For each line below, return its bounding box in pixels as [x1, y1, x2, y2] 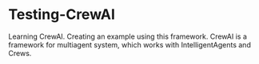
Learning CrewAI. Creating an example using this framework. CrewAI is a [8, 32, 248, 41]
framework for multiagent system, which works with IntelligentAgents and [8, 40, 252, 49]
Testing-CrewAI [8, 6, 116, 24]
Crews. [8, 48, 32, 58]
